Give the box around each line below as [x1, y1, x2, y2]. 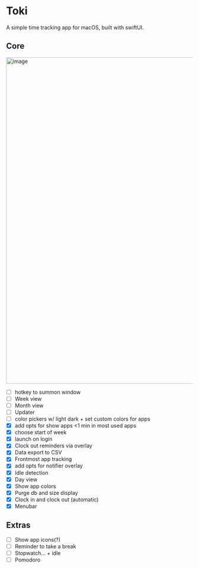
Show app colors [14, 482, 56, 489]
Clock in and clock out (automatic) [14, 495, 99, 503]
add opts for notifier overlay [14, 462, 83, 469]
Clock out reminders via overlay [14, 442, 93, 450]
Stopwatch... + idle [14, 549, 61, 557]
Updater [14, 409, 36, 416]
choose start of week [14, 429, 67, 436]
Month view [14, 401, 44, 409]
